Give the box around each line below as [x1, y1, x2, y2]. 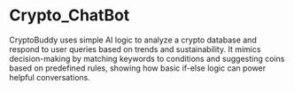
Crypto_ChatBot [9, 5, 130, 26]
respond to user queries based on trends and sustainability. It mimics [9, 43, 261, 54]
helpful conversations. [9, 72, 90, 82]
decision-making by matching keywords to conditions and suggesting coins [9, 53, 285, 64]
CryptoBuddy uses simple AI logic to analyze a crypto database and [9, 34, 257, 45]
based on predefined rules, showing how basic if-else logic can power [9, 63, 267, 73]
